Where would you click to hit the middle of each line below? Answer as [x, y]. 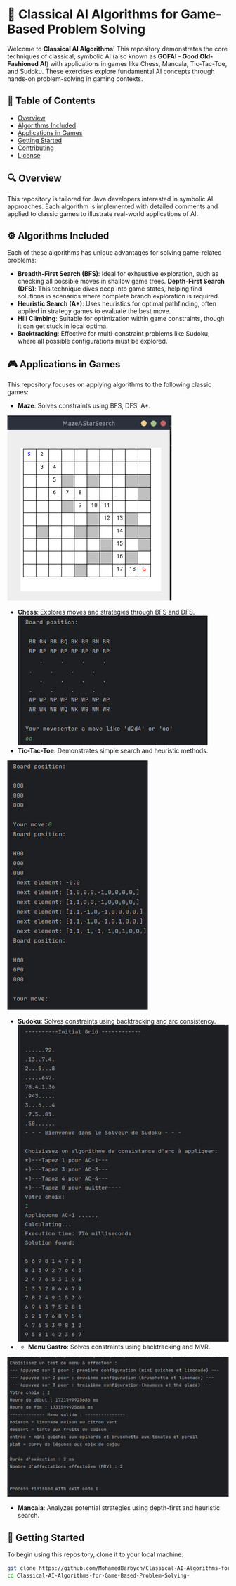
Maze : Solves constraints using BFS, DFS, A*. [84, 406]
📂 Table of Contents [51, 101]
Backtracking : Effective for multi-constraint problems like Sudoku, [113, 334]
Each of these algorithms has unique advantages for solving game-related [114, 253]
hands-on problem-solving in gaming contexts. [75, 78]
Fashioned [23, 63]
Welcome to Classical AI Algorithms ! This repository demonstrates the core [118, 49]
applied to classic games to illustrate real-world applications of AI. [103, 213]
